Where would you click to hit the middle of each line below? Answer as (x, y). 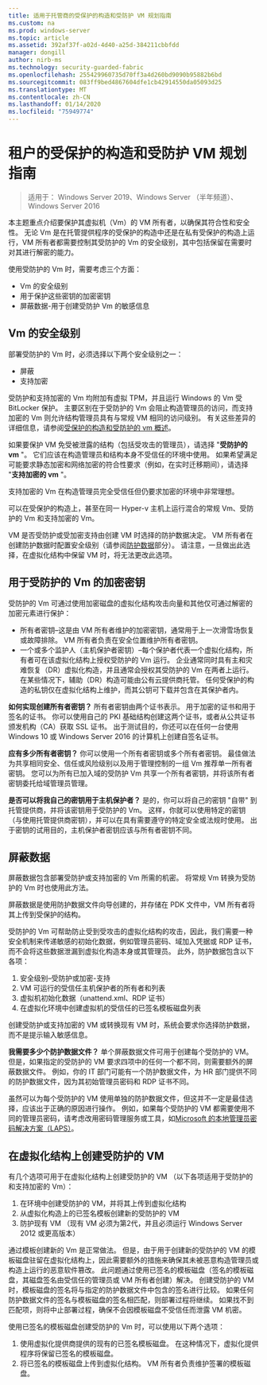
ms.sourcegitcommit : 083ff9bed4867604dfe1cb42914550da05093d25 (115, 82)
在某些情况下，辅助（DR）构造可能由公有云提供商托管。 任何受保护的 (133, 679)
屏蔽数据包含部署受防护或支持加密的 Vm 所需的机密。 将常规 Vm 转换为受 (128, 878)
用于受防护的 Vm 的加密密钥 (77, 583)
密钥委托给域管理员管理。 (50, 783)
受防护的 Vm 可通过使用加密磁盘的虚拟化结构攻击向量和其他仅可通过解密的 (130, 603)
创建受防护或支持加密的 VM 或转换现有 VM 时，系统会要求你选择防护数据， (131, 1025)
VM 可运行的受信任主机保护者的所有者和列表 (93, 988)
